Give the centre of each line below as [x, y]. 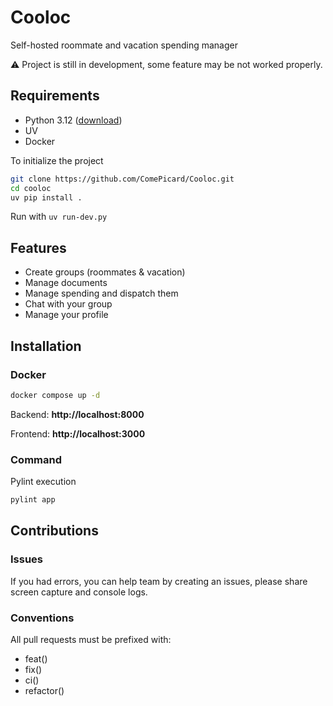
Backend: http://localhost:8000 [77, 414]
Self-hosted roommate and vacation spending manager [124, 45]
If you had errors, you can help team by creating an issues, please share [159, 581]
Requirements [55, 96]
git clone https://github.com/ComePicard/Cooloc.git [122, 179]
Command [36, 459]
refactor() [44, 690]
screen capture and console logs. [79, 592]
